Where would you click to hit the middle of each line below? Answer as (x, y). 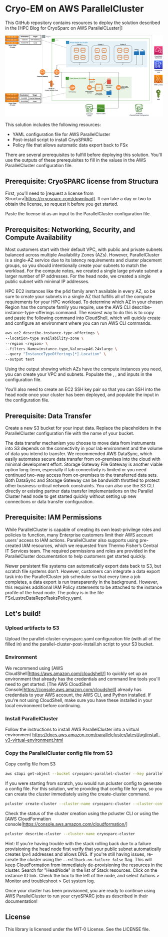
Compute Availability (38, 237)
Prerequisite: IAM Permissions (53, 517)
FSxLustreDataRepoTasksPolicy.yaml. (44, 598)
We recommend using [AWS (34, 668)
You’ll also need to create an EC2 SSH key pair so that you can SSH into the (83, 389)
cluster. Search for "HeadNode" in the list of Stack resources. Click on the (81, 870)
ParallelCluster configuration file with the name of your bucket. (70, 433)
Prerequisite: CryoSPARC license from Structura (82, 181)
